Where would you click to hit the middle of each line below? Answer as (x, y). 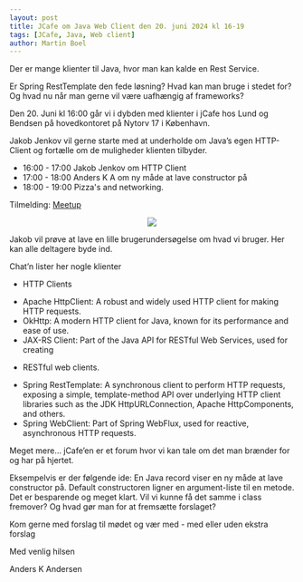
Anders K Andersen (46, 569)
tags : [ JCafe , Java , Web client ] (72, 34)
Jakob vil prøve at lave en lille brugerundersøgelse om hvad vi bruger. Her (147, 239)
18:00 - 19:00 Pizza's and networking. (93, 188)
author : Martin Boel (48, 43)
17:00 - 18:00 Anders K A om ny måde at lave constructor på (135, 178)
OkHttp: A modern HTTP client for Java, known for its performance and (156, 321)
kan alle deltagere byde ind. (61, 249)
